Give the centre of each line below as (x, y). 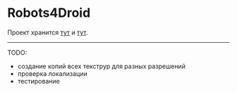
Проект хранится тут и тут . (48, 32)
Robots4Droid (49, 13)
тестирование (38, 81)
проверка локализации (52, 73)
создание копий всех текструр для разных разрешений (101, 66)
